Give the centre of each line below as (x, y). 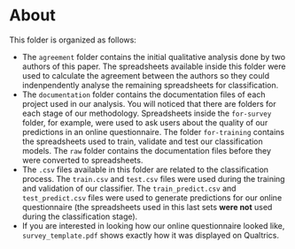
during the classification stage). (80, 216)
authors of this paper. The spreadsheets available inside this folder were (154, 66)
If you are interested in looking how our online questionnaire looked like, (153, 225)
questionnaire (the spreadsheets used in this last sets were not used (147, 207)
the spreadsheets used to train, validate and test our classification (142, 141)
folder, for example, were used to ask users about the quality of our (145, 122)
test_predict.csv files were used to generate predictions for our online (152, 197)
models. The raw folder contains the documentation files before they (147, 150)
